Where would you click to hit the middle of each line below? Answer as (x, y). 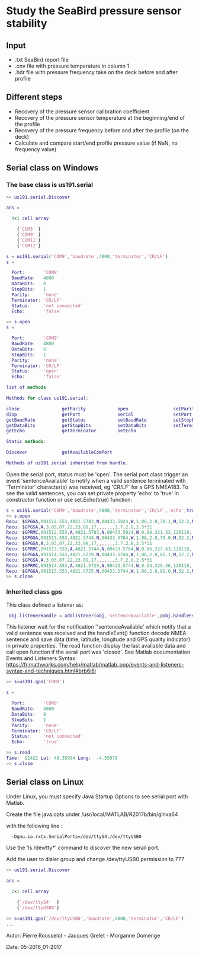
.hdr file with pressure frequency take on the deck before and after (96, 72)
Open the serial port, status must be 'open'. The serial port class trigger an (97, 474)
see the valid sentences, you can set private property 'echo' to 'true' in (93, 493)
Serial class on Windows (52, 168)
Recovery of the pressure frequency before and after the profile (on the (102, 130)
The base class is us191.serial (50, 185)
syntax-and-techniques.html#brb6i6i (51, 671)
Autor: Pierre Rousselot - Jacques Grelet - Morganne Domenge (83, 935)
